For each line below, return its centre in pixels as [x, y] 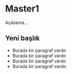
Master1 [22, 9]
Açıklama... [17, 22]
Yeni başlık [22, 38]
